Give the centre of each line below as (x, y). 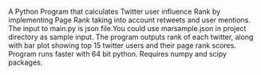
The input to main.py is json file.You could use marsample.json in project (127, 28)
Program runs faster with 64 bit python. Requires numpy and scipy (118, 54)
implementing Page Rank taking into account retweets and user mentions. (130, 20)
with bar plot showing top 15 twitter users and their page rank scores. (123, 45)
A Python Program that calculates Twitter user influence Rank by (115, 12)
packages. (26, 62)
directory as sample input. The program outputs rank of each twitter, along (131, 37)
